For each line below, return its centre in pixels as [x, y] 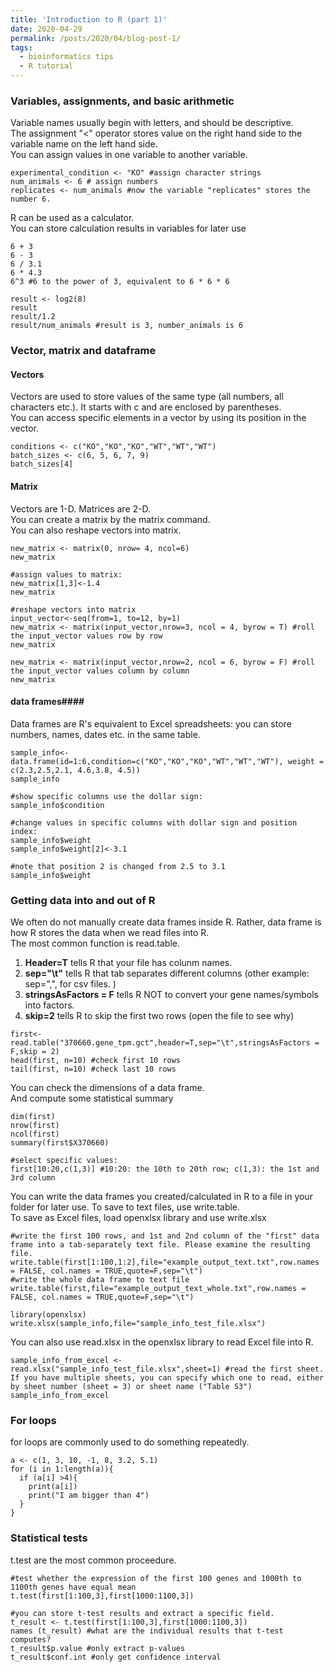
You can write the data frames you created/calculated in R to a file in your [161, 1197]
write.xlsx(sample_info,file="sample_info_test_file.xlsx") [138, 1324]
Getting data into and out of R [83, 900]
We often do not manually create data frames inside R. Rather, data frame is [166, 922]
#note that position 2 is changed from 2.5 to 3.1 [118, 866]
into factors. [49, 1005]
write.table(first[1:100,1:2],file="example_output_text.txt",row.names [165, 1262]
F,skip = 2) [35, 1052]
